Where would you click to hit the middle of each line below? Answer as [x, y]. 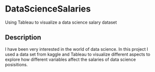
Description [23, 37]
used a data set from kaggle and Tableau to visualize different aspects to [78, 54]
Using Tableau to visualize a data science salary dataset [61, 22]
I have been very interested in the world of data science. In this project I [77, 49]
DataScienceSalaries [48, 9]
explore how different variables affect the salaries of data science [70, 59]
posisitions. [16, 64]
